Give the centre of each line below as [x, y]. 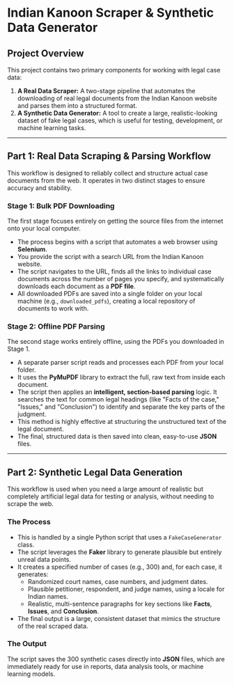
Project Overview [46, 53]
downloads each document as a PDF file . [76, 286]
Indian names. [48, 596]
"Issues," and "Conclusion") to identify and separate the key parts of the [121, 407]
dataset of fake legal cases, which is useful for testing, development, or [120, 120]
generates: [33, 574]
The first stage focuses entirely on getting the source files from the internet [115, 221]
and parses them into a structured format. [77, 105]
